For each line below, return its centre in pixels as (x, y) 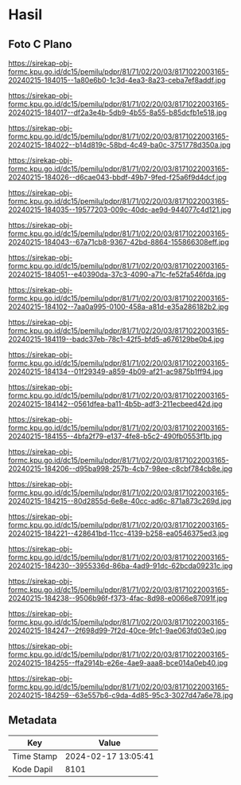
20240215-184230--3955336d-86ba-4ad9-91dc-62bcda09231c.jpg (120, 566)
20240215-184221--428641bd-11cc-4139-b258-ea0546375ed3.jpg (119, 533)
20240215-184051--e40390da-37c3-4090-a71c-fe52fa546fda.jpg (117, 274)
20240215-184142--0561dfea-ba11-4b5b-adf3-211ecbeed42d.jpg (115, 404)
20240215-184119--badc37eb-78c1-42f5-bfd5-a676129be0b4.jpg (116, 339)
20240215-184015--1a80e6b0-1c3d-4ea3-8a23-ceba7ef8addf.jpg (117, 80)
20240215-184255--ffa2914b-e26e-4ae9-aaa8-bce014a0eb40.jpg (118, 663)
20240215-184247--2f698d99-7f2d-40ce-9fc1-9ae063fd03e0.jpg (117, 630)
